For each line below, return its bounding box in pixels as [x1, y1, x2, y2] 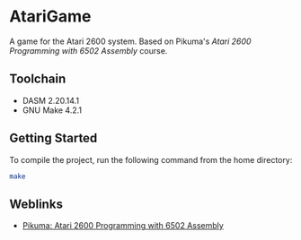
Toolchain [9, 72, 66, 87]
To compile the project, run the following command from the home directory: [9, 154, 293, 165]
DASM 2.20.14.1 [22, 95, 79, 106]
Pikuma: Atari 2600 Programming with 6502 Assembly [22, 220, 225, 231]
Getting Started [9, 131, 98, 146]
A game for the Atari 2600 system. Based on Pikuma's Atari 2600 [9, 36, 252, 47]
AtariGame [9, 6, 92, 27]
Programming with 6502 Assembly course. [9, 45, 168, 56]
